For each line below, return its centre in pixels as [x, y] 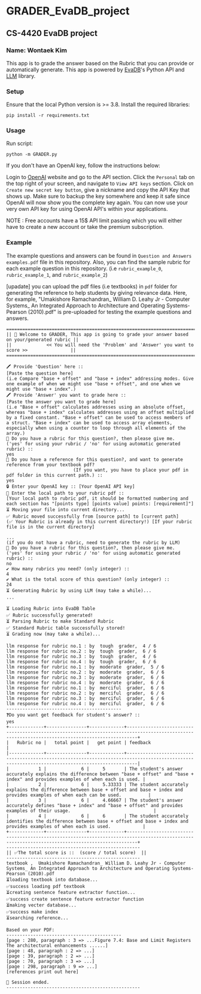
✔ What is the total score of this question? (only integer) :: [88, 579]
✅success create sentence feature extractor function [75, 899]
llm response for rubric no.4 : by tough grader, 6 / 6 [81, 661]
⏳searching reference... [37, 918]
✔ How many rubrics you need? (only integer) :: [68, 569]
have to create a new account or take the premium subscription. [85, 227]
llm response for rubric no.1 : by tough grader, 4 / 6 [81, 646]
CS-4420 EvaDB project [52, 33]
